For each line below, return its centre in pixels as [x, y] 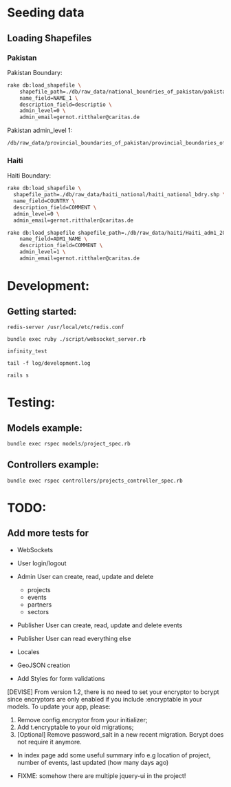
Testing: [31, 402]
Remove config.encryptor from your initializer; [82, 720]
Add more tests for [48, 533]
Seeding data [46, 13]
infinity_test [27, 351]
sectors [38, 611]
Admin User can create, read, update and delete [85, 576]
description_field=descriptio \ [66, 105]
